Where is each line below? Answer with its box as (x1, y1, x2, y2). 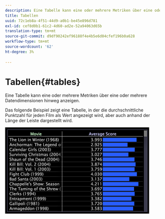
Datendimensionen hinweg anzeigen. (5, 98, 80, 104)
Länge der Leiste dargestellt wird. (5, 118, 73, 124)
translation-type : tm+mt (5, 28, 56, 34)
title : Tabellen (5, 13, 38, 18)
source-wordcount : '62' (5, 44, 54, 49)
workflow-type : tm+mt (5, 39, 50, 44)
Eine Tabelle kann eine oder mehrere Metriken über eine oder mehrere (5, 92, 147, 98)
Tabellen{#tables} (5, 76, 81, 87)
